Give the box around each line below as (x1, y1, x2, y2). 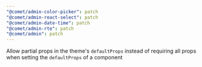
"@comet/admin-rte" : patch (6, 25, 74, 32)
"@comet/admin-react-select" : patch (6, 14, 98, 20)
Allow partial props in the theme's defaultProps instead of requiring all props (6, 47, 197, 54)
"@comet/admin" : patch (6, 31, 63, 37)
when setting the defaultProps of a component (6, 54, 123, 61)
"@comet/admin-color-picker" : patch (6, 8, 98, 15)
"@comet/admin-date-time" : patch (6, 20, 90, 26)
